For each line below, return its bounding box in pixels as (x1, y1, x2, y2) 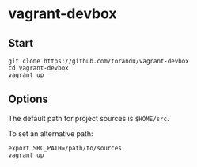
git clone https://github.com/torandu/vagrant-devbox (8, 57, 190, 65)
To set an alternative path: (8, 128, 93, 139)
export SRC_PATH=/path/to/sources (8, 144, 123, 152)
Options (8, 93, 49, 106)
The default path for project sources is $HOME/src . (8, 113, 169, 123)
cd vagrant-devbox (8, 64, 69, 72)
